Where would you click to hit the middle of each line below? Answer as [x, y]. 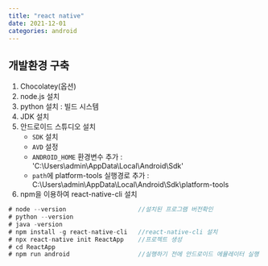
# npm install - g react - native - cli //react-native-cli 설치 [113, 232]
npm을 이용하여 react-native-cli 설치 [78, 194]
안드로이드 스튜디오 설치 [58, 127]
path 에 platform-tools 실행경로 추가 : [91, 176]
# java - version [35, 224]
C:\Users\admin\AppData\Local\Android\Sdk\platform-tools [130, 185]
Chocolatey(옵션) [48, 86]
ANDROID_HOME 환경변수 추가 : [77, 157]
